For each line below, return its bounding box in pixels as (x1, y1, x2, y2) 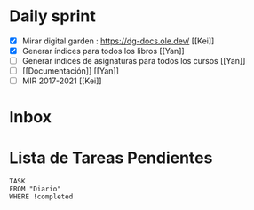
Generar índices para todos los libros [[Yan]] (21, 46, 185, 56)
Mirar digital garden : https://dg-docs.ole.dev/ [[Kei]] (21, 35, 215, 46)
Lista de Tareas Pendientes (9, 148, 213, 167)
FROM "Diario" (9, 184, 62, 194)
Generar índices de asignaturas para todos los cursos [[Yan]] (21, 56, 246, 66)
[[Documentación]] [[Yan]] (21, 66, 120, 76)
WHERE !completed (9, 192, 74, 201)
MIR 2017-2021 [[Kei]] (21, 75, 102, 86)
